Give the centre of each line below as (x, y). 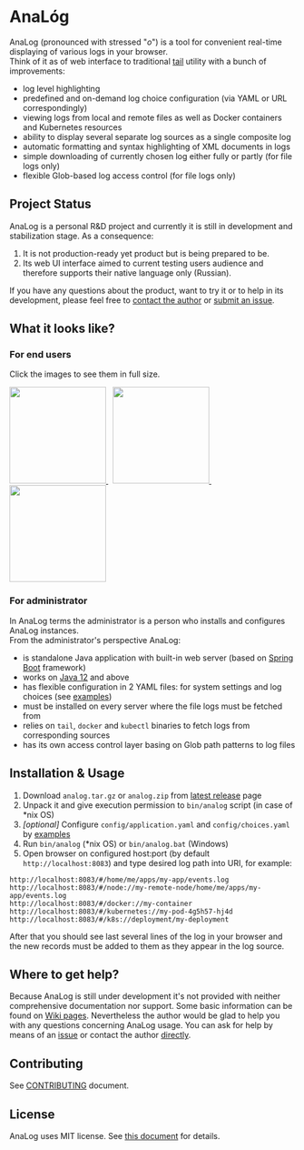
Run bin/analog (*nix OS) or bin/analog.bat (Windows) (125, 843)
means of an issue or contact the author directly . (100, 1035)
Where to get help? (64, 974)
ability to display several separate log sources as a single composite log (157, 136)
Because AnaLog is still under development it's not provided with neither (145, 996)
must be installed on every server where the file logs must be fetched (152, 706)
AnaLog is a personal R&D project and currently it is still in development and (151, 226)
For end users (40, 355)
